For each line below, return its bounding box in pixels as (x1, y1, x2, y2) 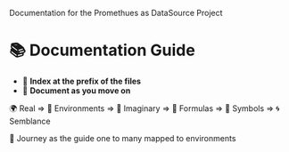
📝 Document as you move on (21, 84, 131, 96)
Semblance (9, 116, 51, 126)
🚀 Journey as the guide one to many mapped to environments (9, 132, 236, 143)
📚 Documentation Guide (9, 40, 196, 60)
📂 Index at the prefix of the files (21, 76, 141, 86)
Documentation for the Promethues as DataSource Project (9, 8, 223, 18)
